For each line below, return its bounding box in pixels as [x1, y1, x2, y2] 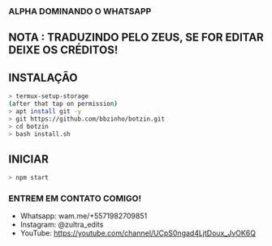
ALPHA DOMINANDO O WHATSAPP [8, 6, 152, 17]
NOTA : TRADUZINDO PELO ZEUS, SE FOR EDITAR [8, 31, 264, 45]
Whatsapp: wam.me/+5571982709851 [19, 211, 148, 221]
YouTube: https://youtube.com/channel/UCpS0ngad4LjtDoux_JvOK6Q [19, 228, 256, 238]
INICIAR [8, 152, 49, 166]
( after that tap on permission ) [8, 100, 118, 108]
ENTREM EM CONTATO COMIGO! [8, 193, 142, 204]
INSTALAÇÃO [8, 70, 78, 84]
